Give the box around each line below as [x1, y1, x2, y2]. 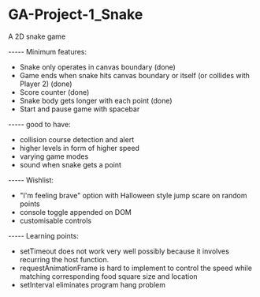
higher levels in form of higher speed [19, 143, 140, 152]
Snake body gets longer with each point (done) [19, 96, 173, 105]
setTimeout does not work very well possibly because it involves [19, 246, 230, 256]
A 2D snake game [8, 32, 66, 41]
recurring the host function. [19, 254, 110, 264]
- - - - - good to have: [8, 119, 71, 129]
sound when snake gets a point [19, 160, 122, 169]
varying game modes [19, 152, 89, 161]
